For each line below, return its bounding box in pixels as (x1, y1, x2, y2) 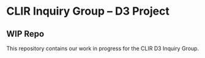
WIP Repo (6, 29, 45, 39)
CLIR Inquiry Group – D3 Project (6, 4, 170, 18)
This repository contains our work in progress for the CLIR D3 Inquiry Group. (6, 45, 199, 52)
